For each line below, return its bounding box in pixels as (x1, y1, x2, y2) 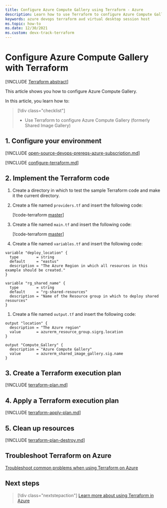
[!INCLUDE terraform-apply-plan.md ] (5, 410, 81, 416)
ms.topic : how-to (5, 21, 41, 26)
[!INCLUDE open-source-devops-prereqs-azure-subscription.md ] (5, 150, 140, 156)
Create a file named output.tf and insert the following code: (12, 311, 136, 317)
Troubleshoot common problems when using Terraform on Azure (5, 465, 138, 471)
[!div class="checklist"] (17, 107, 66, 113)
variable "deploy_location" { (5, 250, 68, 255)
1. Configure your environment (5, 137, 102, 145)
